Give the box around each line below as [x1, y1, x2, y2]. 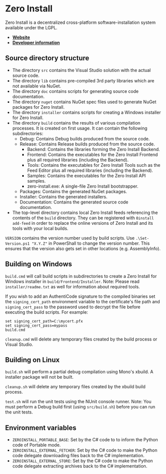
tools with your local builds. [12, 225, 68, 231]
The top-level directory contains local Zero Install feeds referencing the [12, 209, 158, 215]
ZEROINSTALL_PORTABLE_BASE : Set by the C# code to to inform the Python [12, 437, 159, 443]
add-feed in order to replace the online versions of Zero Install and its [12, 220, 153, 226]
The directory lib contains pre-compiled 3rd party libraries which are [12, 77, 155, 83]
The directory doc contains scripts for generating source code [12, 88, 139, 94]
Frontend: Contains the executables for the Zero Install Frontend [27, 151, 158, 157]
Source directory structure [5, 54, 90, 63]
